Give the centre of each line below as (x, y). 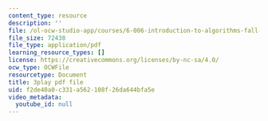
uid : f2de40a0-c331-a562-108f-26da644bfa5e (82, 90)
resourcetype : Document (48, 75)
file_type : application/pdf (55, 45)
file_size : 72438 (37, 38)
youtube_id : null (44, 104)
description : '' (35, 23)
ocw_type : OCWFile (39, 68)
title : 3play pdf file (46, 82)
